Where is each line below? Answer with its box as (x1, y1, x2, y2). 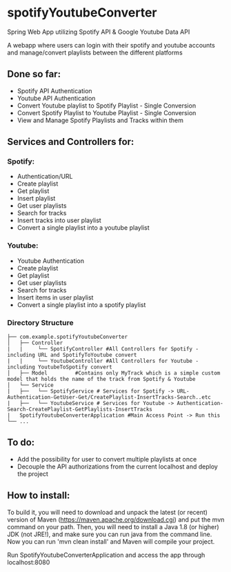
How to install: (7, 490, 70, 502)
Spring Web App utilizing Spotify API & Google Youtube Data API (7, 28, 190, 36)
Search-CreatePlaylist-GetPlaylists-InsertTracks (7, 406, 153, 413)
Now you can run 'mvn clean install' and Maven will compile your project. (7, 537, 215, 546)
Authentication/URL (17, 172, 74, 181)
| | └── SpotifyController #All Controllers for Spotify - (7, 346, 199, 353)
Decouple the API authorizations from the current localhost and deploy (17, 462, 219, 471)
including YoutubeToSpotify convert (7, 364, 112, 371)
